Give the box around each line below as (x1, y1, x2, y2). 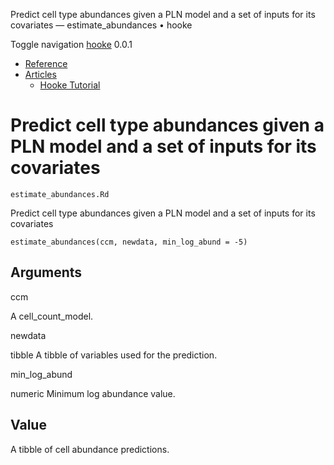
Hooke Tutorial (39, 79, 101, 91)
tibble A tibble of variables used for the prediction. (10, 349, 218, 361)
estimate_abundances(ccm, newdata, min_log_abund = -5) (10, 237, 248, 247)
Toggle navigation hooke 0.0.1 (10, 39, 133, 50)
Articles (24, 69, 57, 80)
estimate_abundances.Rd (10, 189, 110, 199)
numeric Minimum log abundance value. (10, 387, 176, 399)
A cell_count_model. (10, 310, 94, 322)
